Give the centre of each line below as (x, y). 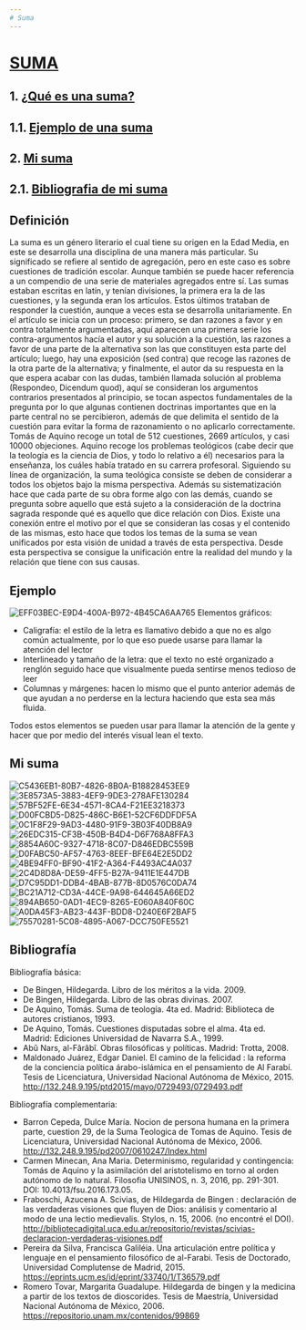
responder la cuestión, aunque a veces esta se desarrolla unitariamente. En (151, 310)
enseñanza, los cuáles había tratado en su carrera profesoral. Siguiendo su (150, 465)
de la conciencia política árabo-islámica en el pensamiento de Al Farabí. (158, 1067)
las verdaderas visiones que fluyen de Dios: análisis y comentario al (150, 1209)
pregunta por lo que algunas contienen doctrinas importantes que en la (143, 407)
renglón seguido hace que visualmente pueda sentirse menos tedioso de (159, 669)
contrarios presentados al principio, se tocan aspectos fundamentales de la (151, 397)
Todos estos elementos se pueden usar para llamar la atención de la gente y (153, 725)
